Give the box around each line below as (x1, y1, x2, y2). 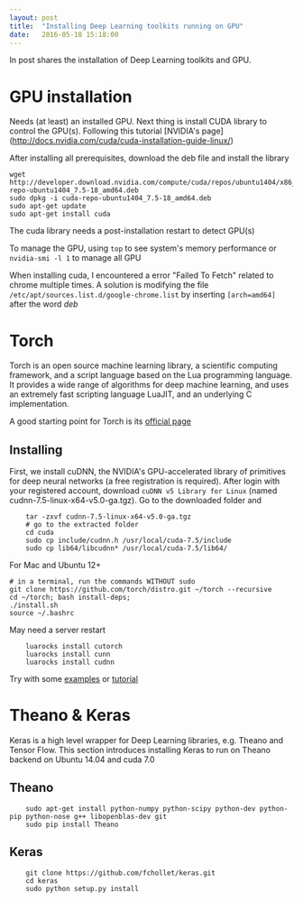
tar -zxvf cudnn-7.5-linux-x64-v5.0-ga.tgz (25, 512, 192, 521)
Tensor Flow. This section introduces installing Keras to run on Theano (9, 745, 271, 755)
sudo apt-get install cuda (9, 209, 111, 219)
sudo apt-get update (9, 202, 87, 211)
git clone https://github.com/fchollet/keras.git (25, 868, 216, 878)
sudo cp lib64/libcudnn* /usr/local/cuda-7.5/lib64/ (25, 544, 228, 553)
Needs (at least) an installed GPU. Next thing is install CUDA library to (9, 116, 268, 127)
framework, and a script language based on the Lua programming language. (9, 370, 293, 381)
